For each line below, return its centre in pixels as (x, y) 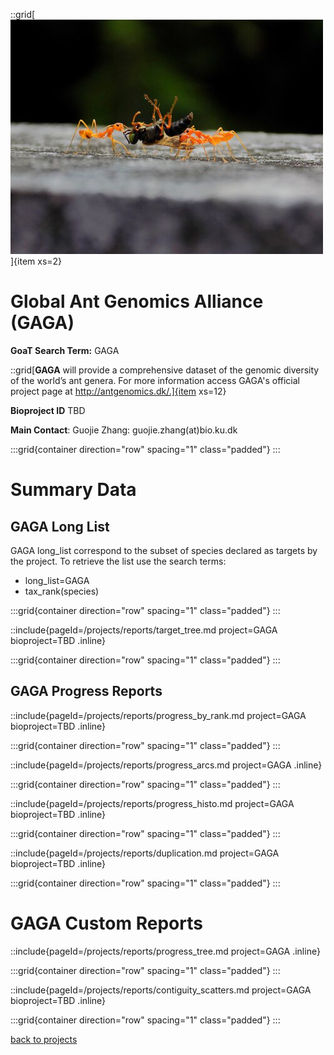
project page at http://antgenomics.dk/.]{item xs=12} (118, 391)
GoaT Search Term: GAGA (65, 350)
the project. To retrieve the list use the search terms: (118, 561)
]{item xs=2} (36, 261)
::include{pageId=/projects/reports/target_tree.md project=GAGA (144, 630)
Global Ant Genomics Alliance (137, 301)
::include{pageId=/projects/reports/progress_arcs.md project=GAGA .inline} (166, 765)
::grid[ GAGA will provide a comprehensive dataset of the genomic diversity (165, 370)
